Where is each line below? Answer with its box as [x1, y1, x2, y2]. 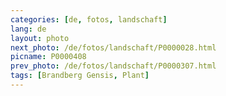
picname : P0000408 [10, 52, 87, 62]
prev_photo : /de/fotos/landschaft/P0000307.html [10, 61, 217, 71]
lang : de [10, 24, 47, 34]
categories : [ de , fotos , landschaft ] [10, 14, 168, 25]
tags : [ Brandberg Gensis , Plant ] [10, 71, 150, 81]
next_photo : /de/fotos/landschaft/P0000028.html [10, 42, 217, 53]
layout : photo [10, 33, 70, 43]
